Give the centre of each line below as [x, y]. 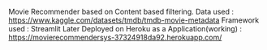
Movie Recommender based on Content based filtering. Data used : [121, 12]
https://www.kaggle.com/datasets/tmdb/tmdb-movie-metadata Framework [134, 20]
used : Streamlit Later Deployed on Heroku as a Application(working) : [125, 29]
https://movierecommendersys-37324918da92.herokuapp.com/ [115, 37]
